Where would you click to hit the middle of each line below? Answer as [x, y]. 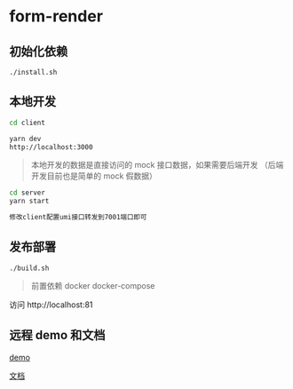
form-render [56, 16]
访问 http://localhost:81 [51, 305]
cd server [28, 193]
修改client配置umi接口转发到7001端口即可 [78, 218]
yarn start [29, 202]
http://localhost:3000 [51, 147]
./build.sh [29, 268]
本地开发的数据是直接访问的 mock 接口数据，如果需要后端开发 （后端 [157, 165]
